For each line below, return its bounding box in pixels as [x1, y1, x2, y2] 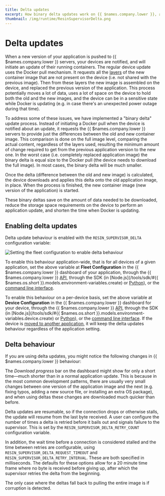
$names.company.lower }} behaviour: [5, 358, 82, 364]
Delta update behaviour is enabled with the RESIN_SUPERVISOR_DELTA [5, 235, 141, 241]
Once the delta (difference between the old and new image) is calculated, [5, 172, 154, 178]
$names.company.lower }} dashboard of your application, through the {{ [5, 270, 151, 276]
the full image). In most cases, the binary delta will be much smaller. [5, 163, 142, 168]
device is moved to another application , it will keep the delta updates [5, 321, 144, 327]
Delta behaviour [5, 340, 55, 349]
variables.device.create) [5, 315, 54, 322]
